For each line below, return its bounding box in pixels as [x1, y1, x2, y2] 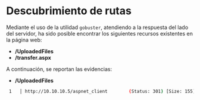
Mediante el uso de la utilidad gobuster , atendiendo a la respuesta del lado [6, 24, 189, 31]
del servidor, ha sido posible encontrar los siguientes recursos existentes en [6, 30, 193, 37]
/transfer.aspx [14, 54, 52, 61]
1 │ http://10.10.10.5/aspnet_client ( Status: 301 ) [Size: [8, 88, 183, 94]
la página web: [6, 36, 42, 43]
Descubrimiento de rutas [6, 4, 132, 18]
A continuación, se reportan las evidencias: [6, 65, 112, 72]
